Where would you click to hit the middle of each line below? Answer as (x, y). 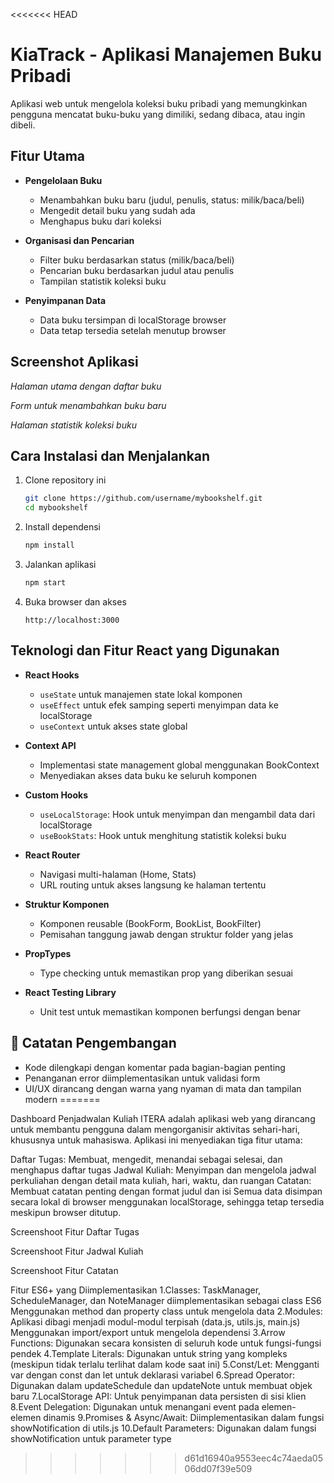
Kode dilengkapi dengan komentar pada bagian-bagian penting (155, 1067)
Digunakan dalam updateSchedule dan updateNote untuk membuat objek (161, 1385)
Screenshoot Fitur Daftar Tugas (75, 1231)
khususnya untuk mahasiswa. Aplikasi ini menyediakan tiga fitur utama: (156, 1140)
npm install (49, 545)
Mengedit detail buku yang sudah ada (117, 210)
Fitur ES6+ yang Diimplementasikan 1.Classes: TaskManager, (136, 1290)
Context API (50, 745)
